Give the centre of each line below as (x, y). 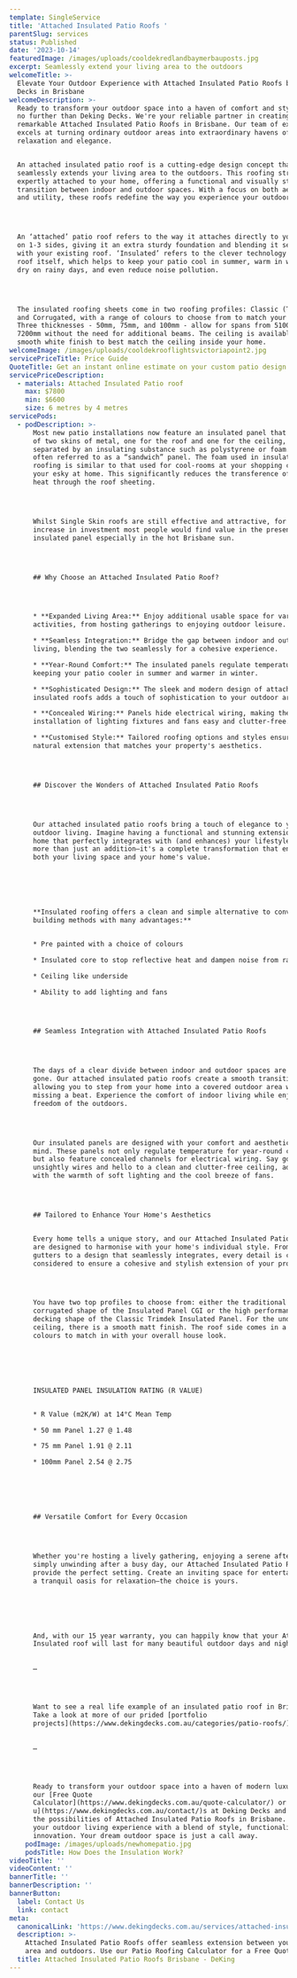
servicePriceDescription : (57, 375)
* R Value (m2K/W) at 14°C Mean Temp (102, 1414)
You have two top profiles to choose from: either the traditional (160, 1303)
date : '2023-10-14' (45, 51)
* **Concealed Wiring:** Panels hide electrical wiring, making (153, 713)
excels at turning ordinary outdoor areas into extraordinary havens (148, 133)
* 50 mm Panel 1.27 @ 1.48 (82, 1430)
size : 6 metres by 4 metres (76, 409)
